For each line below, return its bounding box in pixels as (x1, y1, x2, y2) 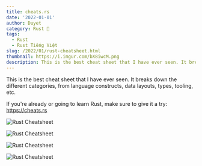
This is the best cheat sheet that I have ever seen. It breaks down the (6, 76, 177, 83)
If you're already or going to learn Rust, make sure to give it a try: (6, 100, 167, 107)
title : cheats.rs (6, 8, 50, 15)
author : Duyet (6, 20, 42, 26)
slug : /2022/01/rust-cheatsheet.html (6, 48, 101, 54)
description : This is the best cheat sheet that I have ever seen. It (6, 59, 187, 65)
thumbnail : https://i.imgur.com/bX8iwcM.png (6, 54, 120, 60)
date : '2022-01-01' (6, 14, 55, 20)
